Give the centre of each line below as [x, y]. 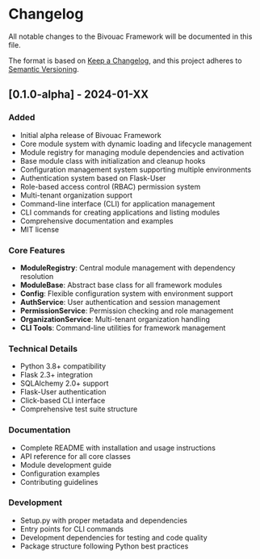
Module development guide [65, 465]
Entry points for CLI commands [71, 528]
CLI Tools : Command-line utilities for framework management [123, 327]
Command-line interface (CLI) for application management [117, 203]
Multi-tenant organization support [76, 195]
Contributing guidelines [59, 482]
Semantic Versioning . [44, 69]
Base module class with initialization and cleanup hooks [113, 161]
